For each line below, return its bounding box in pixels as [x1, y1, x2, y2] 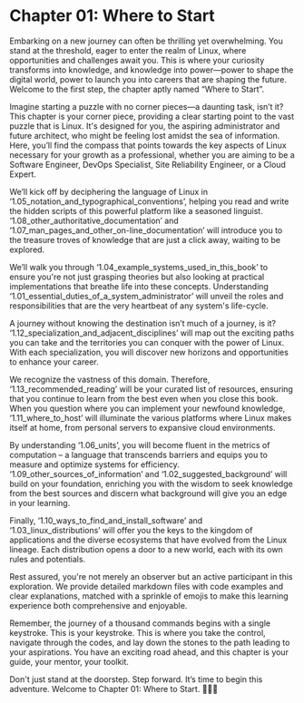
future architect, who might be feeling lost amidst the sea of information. [9, 130, 280, 141]
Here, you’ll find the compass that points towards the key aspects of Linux [9, 140, 288, 151]
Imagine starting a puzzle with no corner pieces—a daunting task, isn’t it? [9, 101, 284, 112]
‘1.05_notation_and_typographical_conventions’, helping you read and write [9, 196, 289, 207]
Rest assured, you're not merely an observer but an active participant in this [9, 571, 293, 581]
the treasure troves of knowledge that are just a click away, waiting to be [9, 234, 281, 245]
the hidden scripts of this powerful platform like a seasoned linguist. [9, 205, 263, 216]
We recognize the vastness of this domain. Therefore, [9, 374, 211, 385]
